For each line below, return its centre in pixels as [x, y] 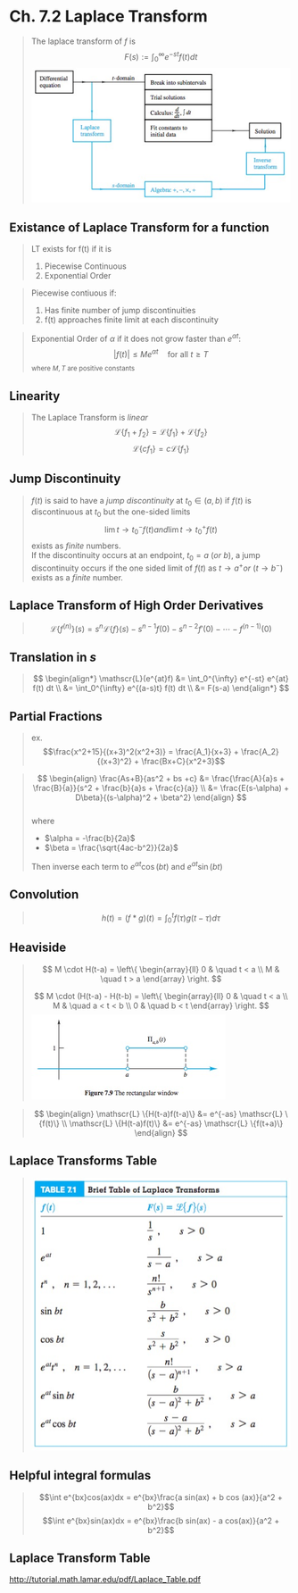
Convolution [44, 895]
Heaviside [38, 948]
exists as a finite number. [77, 578]
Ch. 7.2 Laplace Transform [108, 17]
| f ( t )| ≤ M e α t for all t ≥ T [161, 353]
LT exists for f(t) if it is [71, 249]
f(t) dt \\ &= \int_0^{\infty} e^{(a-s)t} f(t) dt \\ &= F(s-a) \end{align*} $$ [161, 688]
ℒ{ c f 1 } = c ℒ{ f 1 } [161, 450]
